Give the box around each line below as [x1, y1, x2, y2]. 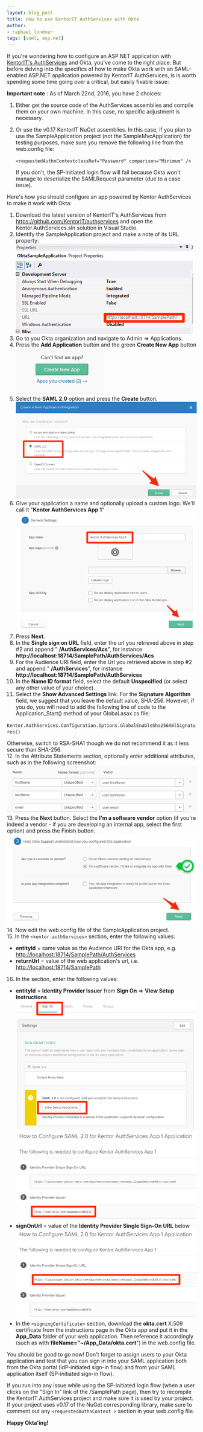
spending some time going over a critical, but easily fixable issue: [7, 78, 169, 86]
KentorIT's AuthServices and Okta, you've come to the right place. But [7, 59, 181, 66]
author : [7, 22, 27, 28]
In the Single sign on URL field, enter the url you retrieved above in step [15, 639, 194, 646]
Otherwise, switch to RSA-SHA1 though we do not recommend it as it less [7, 740, 189, 747]
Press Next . [15, 633, 45, 640]
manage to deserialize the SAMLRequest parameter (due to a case [15, 175, 181, 182]
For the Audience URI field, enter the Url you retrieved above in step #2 [15, 658, 192, 665]
